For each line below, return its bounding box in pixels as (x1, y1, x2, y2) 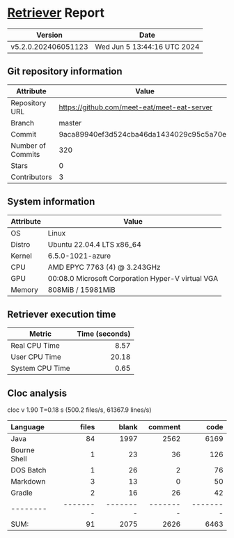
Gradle (10, 488, 33, 498)
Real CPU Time (10, 341, 61, 351)
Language (10, 422, 45, 432)
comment (148, 422, 181, 432)
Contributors (10, 172, 52, 182)
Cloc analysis (7, 387, 68, 399)
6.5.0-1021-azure (47, 251, 111, 261)
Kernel (10, 251, 33, 261)
